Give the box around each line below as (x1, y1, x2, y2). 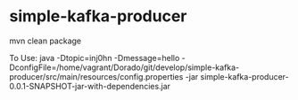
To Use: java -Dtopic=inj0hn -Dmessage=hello (9, 52, 180, 63)
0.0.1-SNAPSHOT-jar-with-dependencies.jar (9, 81, 171, 91)
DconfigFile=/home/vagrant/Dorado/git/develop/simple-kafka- (9, 62, 240, 73)
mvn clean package (9, 35, 82, 46)
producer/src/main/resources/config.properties (9, 71, 184, 81)
